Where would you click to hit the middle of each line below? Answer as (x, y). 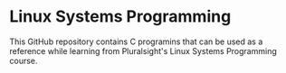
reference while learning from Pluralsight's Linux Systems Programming (143, 50)
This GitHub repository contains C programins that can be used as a (136, 41)
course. (24, 60)
